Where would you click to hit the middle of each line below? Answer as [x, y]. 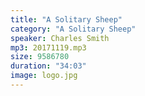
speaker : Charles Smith [60, 38]
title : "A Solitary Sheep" [66, 19]
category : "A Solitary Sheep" [73, 29]
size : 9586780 [40, 57]
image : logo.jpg [44, 76]
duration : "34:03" [48, 66]
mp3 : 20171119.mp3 [48, 47]
